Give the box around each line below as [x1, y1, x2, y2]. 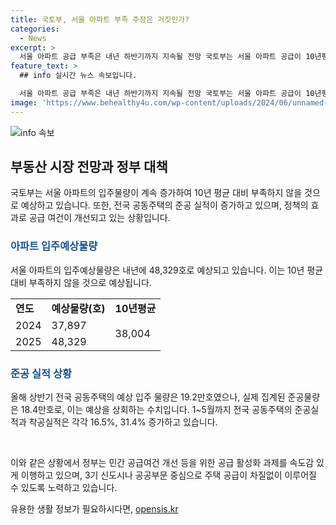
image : [10, 97, 38, 108]
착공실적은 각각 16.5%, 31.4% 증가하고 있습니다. [28, 416, 218, 428]
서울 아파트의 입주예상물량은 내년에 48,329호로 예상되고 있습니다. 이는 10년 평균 [10, 264, 324, 276]
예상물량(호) [51, 301, 106, 315]
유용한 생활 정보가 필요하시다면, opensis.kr [10, 503, 179, 515]
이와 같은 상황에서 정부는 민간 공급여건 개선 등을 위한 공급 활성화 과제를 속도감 [10, 457, 315, 469]
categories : [10, 24, 60, 34]
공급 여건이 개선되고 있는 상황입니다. [28, 212, 171, 224]
